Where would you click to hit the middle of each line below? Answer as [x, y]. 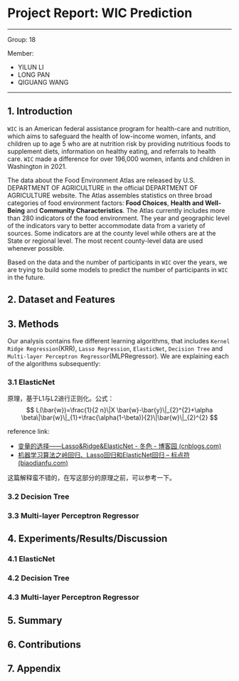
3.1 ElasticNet [31, 382]
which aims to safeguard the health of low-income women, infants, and [112, 136]
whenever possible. [36, 248]
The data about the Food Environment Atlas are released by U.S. [101, 180]
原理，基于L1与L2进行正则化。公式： [61, 399]
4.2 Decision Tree [38, 578]
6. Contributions [44, 645]
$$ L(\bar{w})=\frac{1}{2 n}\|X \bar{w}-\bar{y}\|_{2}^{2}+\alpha [119, 410]
